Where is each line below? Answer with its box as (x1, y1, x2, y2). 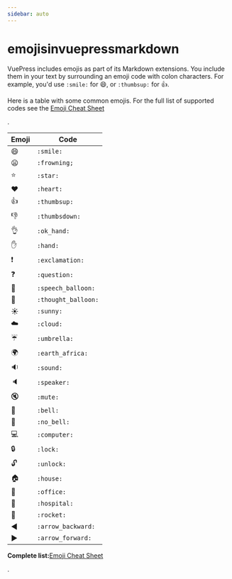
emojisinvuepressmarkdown (7, 40, 179, 57)
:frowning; (36, 159, 74, 167)
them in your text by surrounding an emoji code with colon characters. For (7, 72, 224, 80)
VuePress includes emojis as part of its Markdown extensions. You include (7, 64, 226, 73)
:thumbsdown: (36, 213, 82, 220)
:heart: (36, 185, 63, 193)
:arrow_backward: (36, 522, 96, 530)
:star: (36, 172, 59, 180)
